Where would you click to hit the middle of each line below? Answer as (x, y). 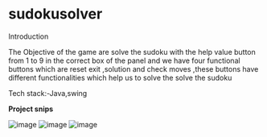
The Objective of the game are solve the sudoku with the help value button (132, 52)
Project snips (31, 109)
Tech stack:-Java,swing (48, 93)
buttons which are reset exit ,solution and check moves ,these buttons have (133, 68)
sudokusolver (55, 14)
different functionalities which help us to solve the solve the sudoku (120, 77)
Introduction (29, 36)
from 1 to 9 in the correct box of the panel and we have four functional (124, 60)
